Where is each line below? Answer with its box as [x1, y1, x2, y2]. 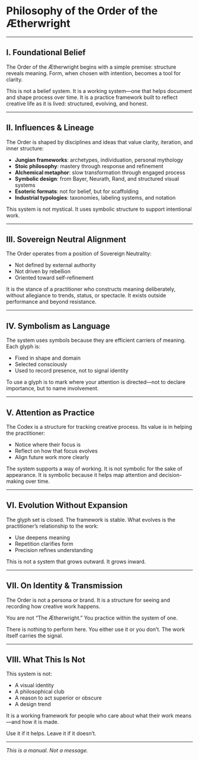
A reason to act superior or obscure [14, 694, 102, 701]
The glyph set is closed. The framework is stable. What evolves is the [6, 516, 176, 523]
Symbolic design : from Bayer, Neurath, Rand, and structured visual [14, 175, 179, 182]
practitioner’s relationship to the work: [6, 522, 99, 530]
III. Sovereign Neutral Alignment [6, 234, 126, 244]
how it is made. [21, 719, 59, 726]
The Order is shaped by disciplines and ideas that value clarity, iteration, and [6, 138, 193, 146]
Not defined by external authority [14, 262, 96, 269]
